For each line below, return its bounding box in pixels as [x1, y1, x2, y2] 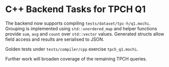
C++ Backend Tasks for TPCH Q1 [5, 4, 146, 15]
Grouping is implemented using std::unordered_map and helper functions [5, 25, 157, 31]
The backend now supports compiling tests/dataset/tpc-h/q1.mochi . [5, 20, 151, 26]
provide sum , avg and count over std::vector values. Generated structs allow [5, 31, 164, 37]
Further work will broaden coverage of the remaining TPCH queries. [5, 55, 147, 61]
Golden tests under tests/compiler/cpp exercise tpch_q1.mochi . [5, 46, 139, 52]
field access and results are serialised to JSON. [5, 36, 105, 42]
